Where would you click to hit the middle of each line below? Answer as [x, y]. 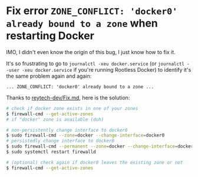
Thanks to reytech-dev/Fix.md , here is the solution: [68, 98]
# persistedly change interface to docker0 [60, 141]
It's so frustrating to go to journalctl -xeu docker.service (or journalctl [95, 64]
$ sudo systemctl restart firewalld [51, 152]
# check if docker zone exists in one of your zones [72, 108]
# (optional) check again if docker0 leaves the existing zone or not [95, 162]
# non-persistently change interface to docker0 [67, 130]
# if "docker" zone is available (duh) [55, 119]
